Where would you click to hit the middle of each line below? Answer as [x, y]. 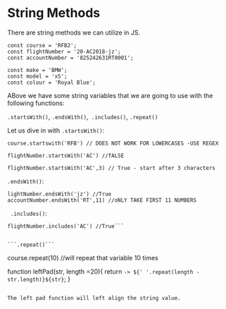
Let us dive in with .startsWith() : [56, 130]
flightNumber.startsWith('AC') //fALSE [66, 156]
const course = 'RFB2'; [42, 45]
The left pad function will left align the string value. [94, 298]
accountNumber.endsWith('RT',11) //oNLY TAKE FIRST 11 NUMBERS [102, 200]
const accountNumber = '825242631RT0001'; [70, 58]
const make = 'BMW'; [38, 70]
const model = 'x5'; [38, 76]
